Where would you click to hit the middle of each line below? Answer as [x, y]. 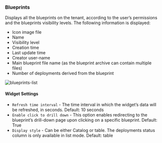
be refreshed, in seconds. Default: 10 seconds [58, 110]
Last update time [29, 53]
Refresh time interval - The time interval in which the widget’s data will [84, 104]
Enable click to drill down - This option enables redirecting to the [80, 114]
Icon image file [27, 32]
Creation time [26, 48]
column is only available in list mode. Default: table [62, 135]
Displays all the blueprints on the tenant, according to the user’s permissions [81, 18]
